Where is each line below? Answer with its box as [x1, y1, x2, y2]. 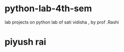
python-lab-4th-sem [4, 3, 92, 14]
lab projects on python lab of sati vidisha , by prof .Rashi [4, 19, 119, 25]
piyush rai [4, 36, 46, 48]
